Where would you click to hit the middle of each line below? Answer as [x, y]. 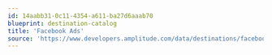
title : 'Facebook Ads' [46, 31]
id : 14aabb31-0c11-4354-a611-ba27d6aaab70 [80, 16]
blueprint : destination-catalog [62, 23]
